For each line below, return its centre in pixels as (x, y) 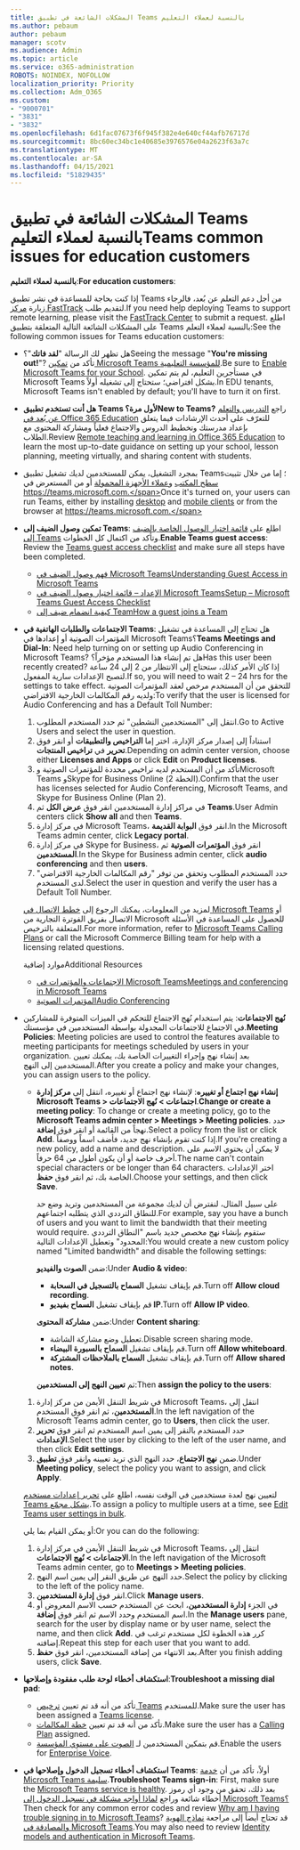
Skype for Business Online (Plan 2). (101, 798)
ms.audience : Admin (46, 51)
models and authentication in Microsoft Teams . (109, 1837)
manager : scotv (38, 42)
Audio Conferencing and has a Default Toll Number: (118, 705)
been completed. (54, 556)
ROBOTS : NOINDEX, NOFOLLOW (60, 76)
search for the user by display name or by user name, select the (154, 1624)
